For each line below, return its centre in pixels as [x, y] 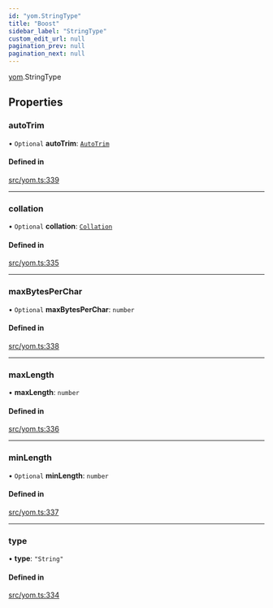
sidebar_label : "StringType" [58, 31]
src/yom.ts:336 [34, 429]
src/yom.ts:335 [34, 263]
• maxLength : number [44, 393]
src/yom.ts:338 [34, 345]
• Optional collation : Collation [61, 226]
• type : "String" [36, 558]
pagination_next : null [47, 54]
